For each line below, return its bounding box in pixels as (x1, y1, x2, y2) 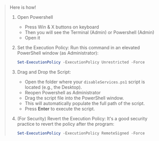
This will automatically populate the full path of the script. (24, 100, 145, 106)
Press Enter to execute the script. (24, 105, 95, 112)
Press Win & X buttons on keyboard (24, 24, 100, 30)
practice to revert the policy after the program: (17, 121, 115, 127)
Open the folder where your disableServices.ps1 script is (24, 79, 145, 85)
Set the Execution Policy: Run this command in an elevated (17, 45, 140, 50)
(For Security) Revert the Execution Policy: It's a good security (17, 115, 148, 121)
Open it (24, 35, 41, 41)
